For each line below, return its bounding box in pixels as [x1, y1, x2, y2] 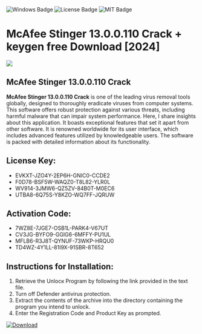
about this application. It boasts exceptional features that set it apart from [6, 119, 189, 126]
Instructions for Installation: [6, 261, 114, 272]
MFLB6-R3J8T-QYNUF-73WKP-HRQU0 [15, 237, 114, 244]
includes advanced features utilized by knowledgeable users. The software [6, 131, 194, 139]
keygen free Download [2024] [6, 40, 160, 54]
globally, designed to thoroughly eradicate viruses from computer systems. [6, 99, 194, 106]
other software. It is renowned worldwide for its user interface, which [6, 125, 178, 133]
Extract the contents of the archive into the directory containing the [15, 296, 183, 304]
